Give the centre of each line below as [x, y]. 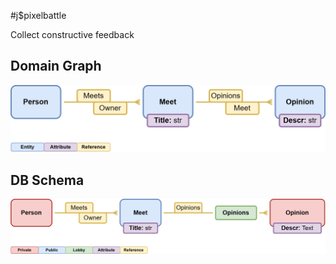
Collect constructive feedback [72, 34]
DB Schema [47, 180]
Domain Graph [56, 66]
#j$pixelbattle [38, 15]
